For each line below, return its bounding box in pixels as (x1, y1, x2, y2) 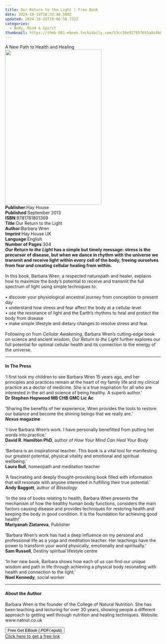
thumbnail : (5, 30, 28, 35)
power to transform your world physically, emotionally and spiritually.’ (5, 543, 147, 549)
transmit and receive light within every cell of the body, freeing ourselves (5, 257, 159, 263)
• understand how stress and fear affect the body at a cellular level (5, 305, 142, 310)
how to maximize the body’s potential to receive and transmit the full (5, 279, 144, 284)
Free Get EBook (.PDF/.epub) (7, 628, 62, 633)
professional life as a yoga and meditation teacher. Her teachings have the (5, 537, 157, 544)
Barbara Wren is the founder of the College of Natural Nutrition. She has (5, 601, 152, 607)
